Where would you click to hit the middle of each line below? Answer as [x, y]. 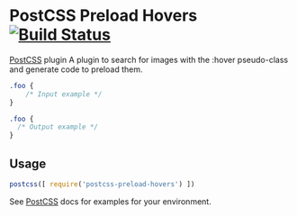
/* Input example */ [64, 94]
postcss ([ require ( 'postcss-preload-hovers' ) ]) [102, 184]
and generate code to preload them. [76, 69]
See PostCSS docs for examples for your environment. [110, 201]
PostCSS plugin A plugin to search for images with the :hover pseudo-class [149, 59]
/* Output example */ [58, 127]
